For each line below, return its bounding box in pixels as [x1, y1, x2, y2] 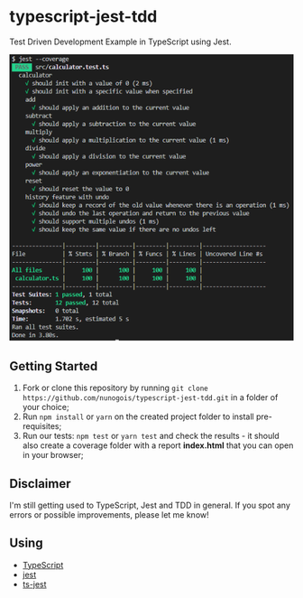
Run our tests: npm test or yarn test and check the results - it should [22, 431, 280, 442]
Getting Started [9, 359, 98, 374]
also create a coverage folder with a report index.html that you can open [22, 440, 294, 451]
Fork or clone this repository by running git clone [22, 382, 209, 394]
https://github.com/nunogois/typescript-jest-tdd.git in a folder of [22, 392, 279, 403]
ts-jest [22, 578, 47, 589]
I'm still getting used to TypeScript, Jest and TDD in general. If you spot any [9, 500, 291, 510]
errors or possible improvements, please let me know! [9, 509, 209, 520]
